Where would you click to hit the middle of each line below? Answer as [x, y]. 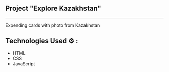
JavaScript [24, 64]
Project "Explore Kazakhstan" [53, 8]
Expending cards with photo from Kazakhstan [53, 25]
